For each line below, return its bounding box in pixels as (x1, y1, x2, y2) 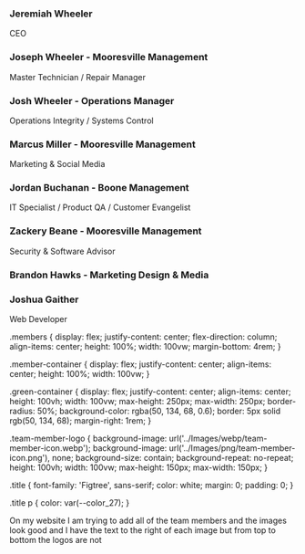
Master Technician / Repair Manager (9, 71, 146, 82)
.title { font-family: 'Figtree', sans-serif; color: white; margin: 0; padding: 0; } (9, 480, 294, 490)
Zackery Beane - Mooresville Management (9, 225, 202, 237)
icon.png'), (9, 453, 50, 463)
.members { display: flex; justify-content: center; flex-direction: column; (9, 331, 278, 342)
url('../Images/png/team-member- (168, 443, 296, 454)
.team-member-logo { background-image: (9, 433, 168, 444)
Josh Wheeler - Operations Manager (9, 94, 175, 107)
